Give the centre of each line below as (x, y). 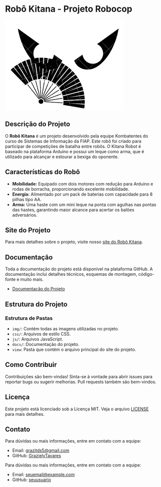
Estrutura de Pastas (29, 318)
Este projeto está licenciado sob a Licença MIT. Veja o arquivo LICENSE (77, 409)
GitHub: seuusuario (31, 480)
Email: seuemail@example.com (43, 475)
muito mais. (32, 280)
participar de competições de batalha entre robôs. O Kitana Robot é (73, 146)
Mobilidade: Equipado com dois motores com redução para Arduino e (83, 183)
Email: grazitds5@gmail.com (41, 450)
